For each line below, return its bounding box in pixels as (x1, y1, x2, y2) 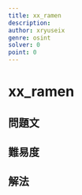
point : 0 (8, 48, 37, 56)
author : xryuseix (8, 26, 65, 34)
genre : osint (8, 33, 51, 42)
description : (8, 19, 51, 27)
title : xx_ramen (8, 11, 61, 20)
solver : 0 (8, 41, 41, 49)
